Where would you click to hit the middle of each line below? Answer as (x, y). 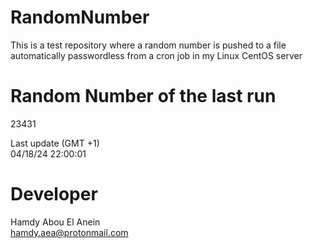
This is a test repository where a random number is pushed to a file (148, 45)
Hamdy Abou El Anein (55, 222)
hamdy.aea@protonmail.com (69, 232)
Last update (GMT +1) (55, 143)
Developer (54, 194)
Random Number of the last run (143, 96)
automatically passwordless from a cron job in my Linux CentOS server (156, 55)
